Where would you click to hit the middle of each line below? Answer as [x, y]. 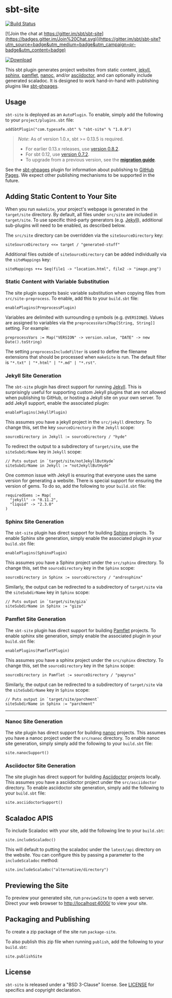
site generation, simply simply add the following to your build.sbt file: [79, 743]
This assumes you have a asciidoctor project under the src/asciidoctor [81, 782]
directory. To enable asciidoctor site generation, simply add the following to [85, 788]
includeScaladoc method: [32, 860]
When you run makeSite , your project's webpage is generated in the [77, 209]
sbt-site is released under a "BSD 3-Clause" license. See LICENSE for [80, 984]
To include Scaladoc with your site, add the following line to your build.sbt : [85, 830]
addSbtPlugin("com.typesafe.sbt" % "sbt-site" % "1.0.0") [68, 129]
